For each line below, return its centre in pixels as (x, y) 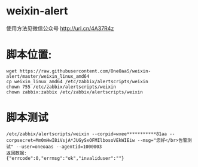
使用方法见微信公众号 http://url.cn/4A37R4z (60, 28)
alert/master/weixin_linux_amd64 (48, 76)
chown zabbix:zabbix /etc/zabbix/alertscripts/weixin (75, 92)
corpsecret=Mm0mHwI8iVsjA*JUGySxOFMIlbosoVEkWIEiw (71, 140)
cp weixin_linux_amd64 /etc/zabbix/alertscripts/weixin (77, 81)
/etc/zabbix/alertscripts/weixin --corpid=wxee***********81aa (87, 134)
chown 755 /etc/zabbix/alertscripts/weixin (61, 87)
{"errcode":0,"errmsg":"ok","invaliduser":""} (65, 158)
